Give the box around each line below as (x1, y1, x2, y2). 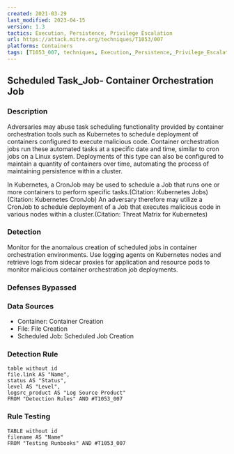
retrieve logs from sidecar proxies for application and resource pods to (7, 258, 210, 266)
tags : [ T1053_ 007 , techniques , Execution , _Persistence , (7, 49, 173, 56)
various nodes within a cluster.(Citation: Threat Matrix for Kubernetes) (7, 210, 208, 218)
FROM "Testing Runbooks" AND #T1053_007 (7, 439, 127, 446)
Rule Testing (7, 412, 51, 421)
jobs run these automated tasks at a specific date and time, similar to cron (7, 144, 219, 153)
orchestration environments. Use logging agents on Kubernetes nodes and (7, 250, 221, 258)
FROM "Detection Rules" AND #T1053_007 (7, 396, 123, 402)
